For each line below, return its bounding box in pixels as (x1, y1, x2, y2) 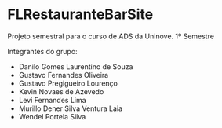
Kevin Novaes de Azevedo (18, 86, 104, 96)
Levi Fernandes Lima (18, 95, 87, 104)
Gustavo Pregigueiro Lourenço (18, 79, 118, 88)
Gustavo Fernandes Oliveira (18, 70, 109, 79)
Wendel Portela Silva (18, 112, 86, 121)
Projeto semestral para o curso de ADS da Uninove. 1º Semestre (7, 31, 215, 41)
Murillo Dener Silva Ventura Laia (18, 104, 123, 113)
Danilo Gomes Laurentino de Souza (18, 61, 133, 71)
